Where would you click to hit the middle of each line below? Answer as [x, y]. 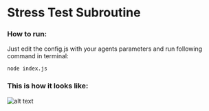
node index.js [27, 69]
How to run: [27, 34]
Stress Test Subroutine [74, 13]
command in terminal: [38, 56]
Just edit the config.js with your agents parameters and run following [105, 49]
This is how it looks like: [48, 86]
